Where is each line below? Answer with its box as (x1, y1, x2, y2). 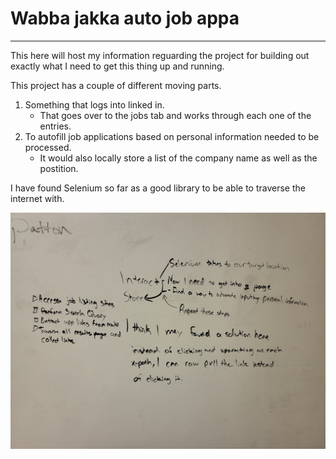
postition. (39, 162, 79, 174)
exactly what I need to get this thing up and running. (10, 60, 225, 72)
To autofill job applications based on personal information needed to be (24, 130, 320, 142)
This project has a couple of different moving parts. (10, 79, 222, 91)
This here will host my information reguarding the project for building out (10, 49, 310, 61)
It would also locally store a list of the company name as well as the (39, 152, 318, 164)
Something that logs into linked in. (24, 98, 165, 111)
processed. (24, 141, 72, 153)
